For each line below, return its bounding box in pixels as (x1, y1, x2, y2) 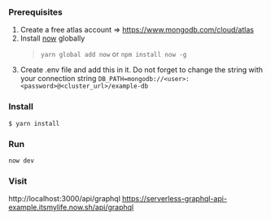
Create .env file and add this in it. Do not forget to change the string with (20, 65, 263, 75)
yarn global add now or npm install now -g (40, 50, 187, 59)
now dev (8, 157, 35, 165)
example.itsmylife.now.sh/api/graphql (8, 202, 134, 213)
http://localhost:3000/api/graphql (8, 194, 120, 204)
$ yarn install (8, 119, 60, 127)
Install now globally (20, 33, 85, 43)
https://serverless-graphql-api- (121, 194, 228, 204)
